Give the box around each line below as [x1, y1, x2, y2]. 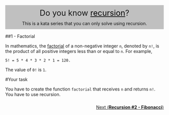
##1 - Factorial [5, 33, 35, 39]
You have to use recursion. [5, 91, 61, 97]
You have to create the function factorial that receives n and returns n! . [5, 86, 156, 92]
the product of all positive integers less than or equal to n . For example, [5, 48, 152, 54]
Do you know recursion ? [39, 8, 130, 18]
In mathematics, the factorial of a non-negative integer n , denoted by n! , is [5, 43, 159, 49]
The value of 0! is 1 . [5, 67, 47, 72]
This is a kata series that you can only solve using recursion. [22, 20, 147, 26]
